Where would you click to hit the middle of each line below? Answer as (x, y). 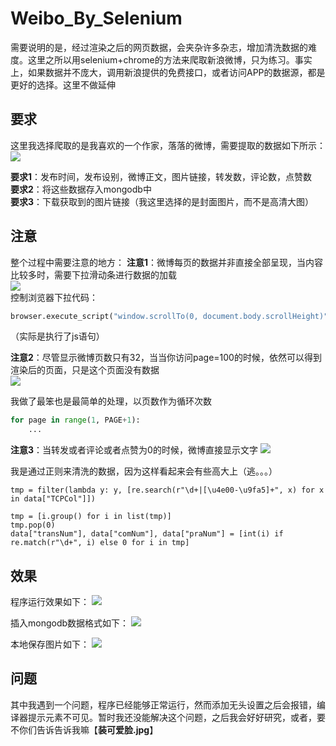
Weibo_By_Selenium (96, 18)
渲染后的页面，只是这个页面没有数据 (85, 370)
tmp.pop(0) (33, 525)
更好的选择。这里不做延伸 (63, 84)
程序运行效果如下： (50, 601)
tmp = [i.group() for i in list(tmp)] (91, 517)
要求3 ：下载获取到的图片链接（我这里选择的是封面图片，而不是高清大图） (162, 201)
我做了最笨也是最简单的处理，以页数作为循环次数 (111, 401)
